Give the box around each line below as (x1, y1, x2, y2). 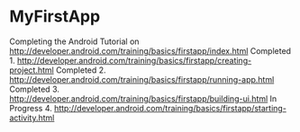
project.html (9, 65, 54, 75)
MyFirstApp (9, 6, 101, 27)
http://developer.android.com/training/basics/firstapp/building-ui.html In (9, 92, 277, 104)
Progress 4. (9, 102, 52, 113)
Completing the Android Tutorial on (9, 36, 140, 47)
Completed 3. (9, 84, 60, 94)
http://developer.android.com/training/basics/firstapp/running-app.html (9, 74, 275, 84)
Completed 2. (55, 65, 106, 75)
